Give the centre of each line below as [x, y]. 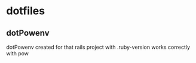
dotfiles [26, 11]
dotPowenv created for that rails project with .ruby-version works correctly [98, 47]
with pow [17, 53]
